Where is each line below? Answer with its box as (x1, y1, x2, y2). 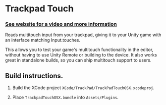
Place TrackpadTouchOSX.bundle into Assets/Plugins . (12, 95, 119, 101)
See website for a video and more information (5, 21, 117, 28)
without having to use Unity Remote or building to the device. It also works (5, 52, 157, 58)
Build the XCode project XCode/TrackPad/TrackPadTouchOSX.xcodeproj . (12, 85, 155, 91)
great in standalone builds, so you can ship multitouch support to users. (5, 57, 152, 63)
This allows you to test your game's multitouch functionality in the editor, (5, 47, 154, 52)
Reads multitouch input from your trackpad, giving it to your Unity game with (5, 32, 162, 38)
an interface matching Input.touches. (5, 37, 81, 43)
